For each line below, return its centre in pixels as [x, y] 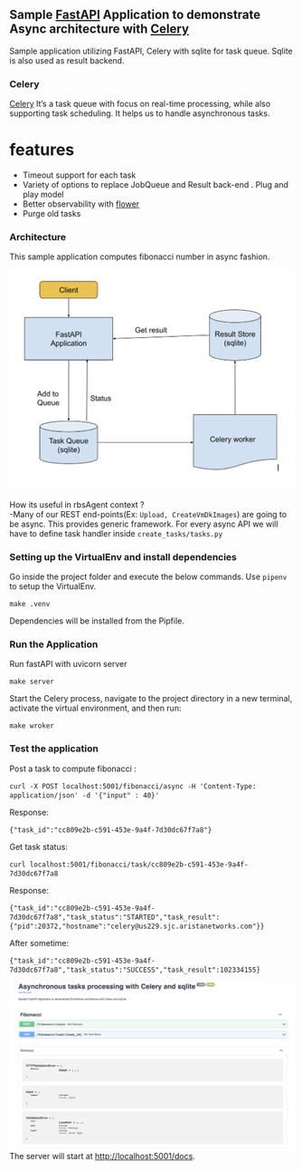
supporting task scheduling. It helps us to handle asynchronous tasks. [140, 113]
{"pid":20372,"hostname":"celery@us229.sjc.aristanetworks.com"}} [137, 926]
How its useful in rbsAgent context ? [77, 504]
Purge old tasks [52, 214]
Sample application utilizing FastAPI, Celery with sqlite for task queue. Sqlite [151, 51]
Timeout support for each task [79, 175]
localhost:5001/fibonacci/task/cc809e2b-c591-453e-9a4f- [139, 865]
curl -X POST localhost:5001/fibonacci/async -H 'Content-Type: [133, 786]
